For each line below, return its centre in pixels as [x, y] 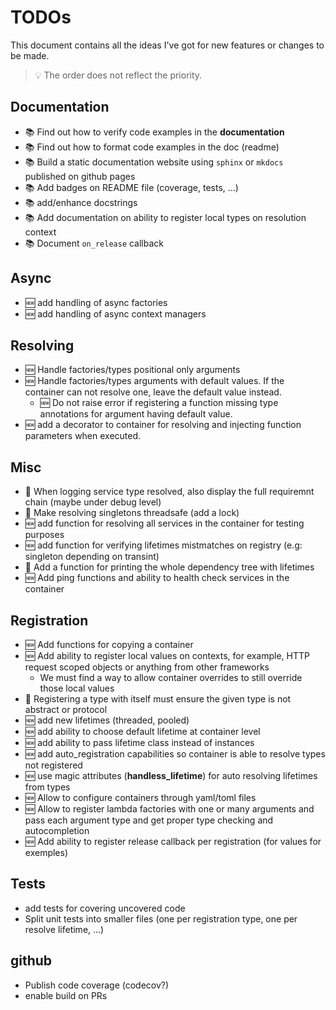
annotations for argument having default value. [136, 414]
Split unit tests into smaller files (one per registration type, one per [161, 918]
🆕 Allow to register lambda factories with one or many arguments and [169, 809]
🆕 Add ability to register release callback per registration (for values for [173, 841]
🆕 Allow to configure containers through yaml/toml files [140, 797]
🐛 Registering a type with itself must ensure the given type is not [158, 699]
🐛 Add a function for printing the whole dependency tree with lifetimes [169, 567]
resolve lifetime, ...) [64, 929]
